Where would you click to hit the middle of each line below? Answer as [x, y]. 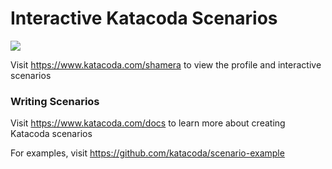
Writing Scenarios [55, 101]
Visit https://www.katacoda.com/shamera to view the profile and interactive [166, 64]
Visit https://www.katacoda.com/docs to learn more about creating [148, 123]
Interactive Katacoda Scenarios [144, 18]
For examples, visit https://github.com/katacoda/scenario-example [147, 153]
